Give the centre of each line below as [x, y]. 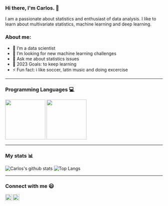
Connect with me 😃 [29, 186]
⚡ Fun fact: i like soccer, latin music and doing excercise [70, 69]
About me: [18, 37]
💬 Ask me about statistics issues [46, 58]
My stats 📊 [19, 155]
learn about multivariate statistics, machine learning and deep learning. [78, 24]
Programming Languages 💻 [40, 89]
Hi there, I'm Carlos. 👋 [32, 8]
